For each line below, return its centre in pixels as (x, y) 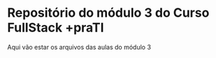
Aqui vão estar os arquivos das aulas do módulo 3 (79, 47)
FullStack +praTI (56, 28)
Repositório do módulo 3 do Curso (108, 13)
